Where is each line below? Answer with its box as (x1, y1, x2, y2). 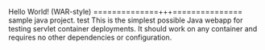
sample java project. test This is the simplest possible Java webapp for (8, 15, 243, 25)
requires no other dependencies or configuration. (8, 32, 172, 42)
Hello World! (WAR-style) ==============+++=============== (8, 7, 243, 16)
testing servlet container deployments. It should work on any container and (8, 24, 258, 33)
